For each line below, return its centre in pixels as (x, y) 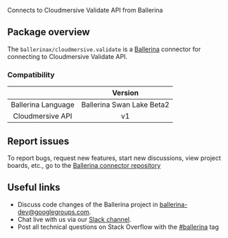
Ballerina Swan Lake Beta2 (126, 105)
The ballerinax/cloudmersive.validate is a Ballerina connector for (104, 49)
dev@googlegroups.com (53, 212)
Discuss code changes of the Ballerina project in (88, 204)
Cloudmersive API (43, 117)
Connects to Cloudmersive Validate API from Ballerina (85, 10)
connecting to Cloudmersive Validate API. (68, 56)
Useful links (34, 188)
